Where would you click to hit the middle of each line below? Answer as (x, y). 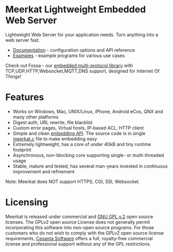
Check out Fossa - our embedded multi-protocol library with (69, 65)
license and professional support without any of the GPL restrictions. (78, 244)
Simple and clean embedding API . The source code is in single (79, 133)
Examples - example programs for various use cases (69, 56)
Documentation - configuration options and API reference (74, 50)
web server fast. (23, 40)
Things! (13, 76)
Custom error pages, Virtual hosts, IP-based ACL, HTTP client (78, 128)
